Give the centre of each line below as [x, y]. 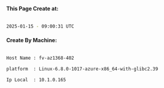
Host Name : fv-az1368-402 [40, 58]
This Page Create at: [32, 8]
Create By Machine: [32, 40]
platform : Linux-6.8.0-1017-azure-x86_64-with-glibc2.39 [82, 69]
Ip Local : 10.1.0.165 [36, 80]
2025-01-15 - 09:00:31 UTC [40, 27]
